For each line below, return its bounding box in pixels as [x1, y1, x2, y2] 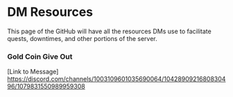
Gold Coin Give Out [7, 51, 73, 61]
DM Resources [7, 4, 94, 20]
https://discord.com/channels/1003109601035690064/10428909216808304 [7, 75, 226, 83]
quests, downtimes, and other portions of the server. [7, 34, 157, 42]
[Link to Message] [7, 67, 59, 76]
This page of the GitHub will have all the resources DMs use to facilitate [7, 27, 212, 35]
